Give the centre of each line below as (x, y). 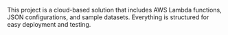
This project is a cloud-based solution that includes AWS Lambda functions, (114, 10)
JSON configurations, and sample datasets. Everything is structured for (108, 17)
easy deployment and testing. (49, 24)
